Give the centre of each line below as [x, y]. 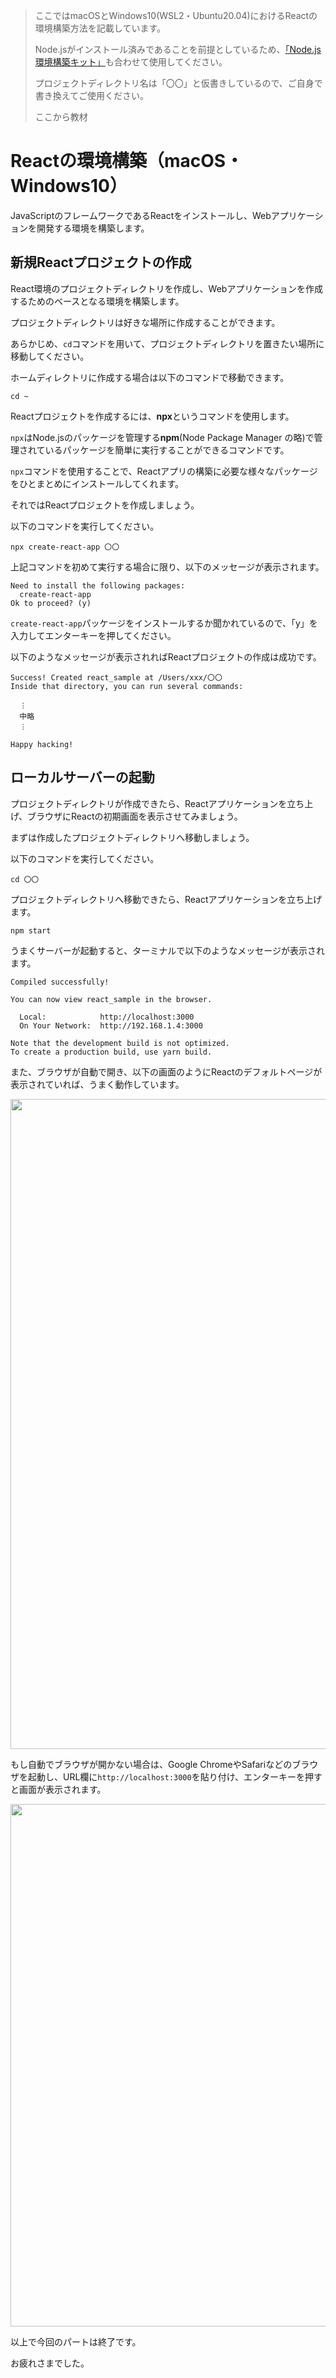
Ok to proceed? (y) [51, 603]
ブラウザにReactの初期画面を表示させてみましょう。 [135, 816]
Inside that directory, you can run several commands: [127, 686]
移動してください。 [50, 356]
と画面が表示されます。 [58, 1789]
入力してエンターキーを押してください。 [93, 635]
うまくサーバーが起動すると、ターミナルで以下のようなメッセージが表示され [168, 950]
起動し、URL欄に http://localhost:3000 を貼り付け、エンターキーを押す [175, 1776]
